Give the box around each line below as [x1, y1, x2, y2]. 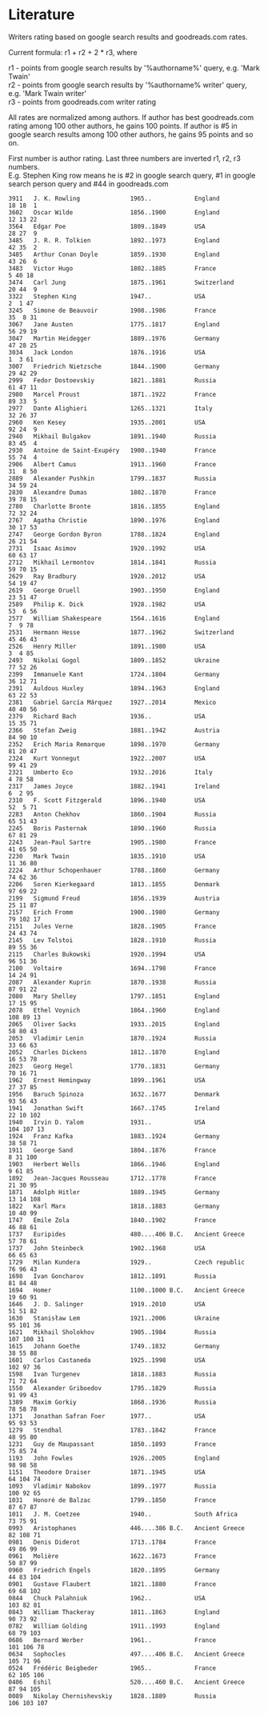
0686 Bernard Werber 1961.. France [8, 1636, 217, 1644]
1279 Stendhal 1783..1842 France [8, 1426, 217, 1434]
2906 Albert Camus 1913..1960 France [8, 460, 217, 469]
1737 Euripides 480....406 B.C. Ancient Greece [8, 1230, 246, 1238]
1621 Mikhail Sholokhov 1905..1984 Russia [8, 1328, 217, 1336]
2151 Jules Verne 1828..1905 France [8, 922, 217, 930]
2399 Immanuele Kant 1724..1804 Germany [8, 670, 220, 678]
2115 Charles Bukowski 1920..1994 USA [8, 950, 206, 958]
